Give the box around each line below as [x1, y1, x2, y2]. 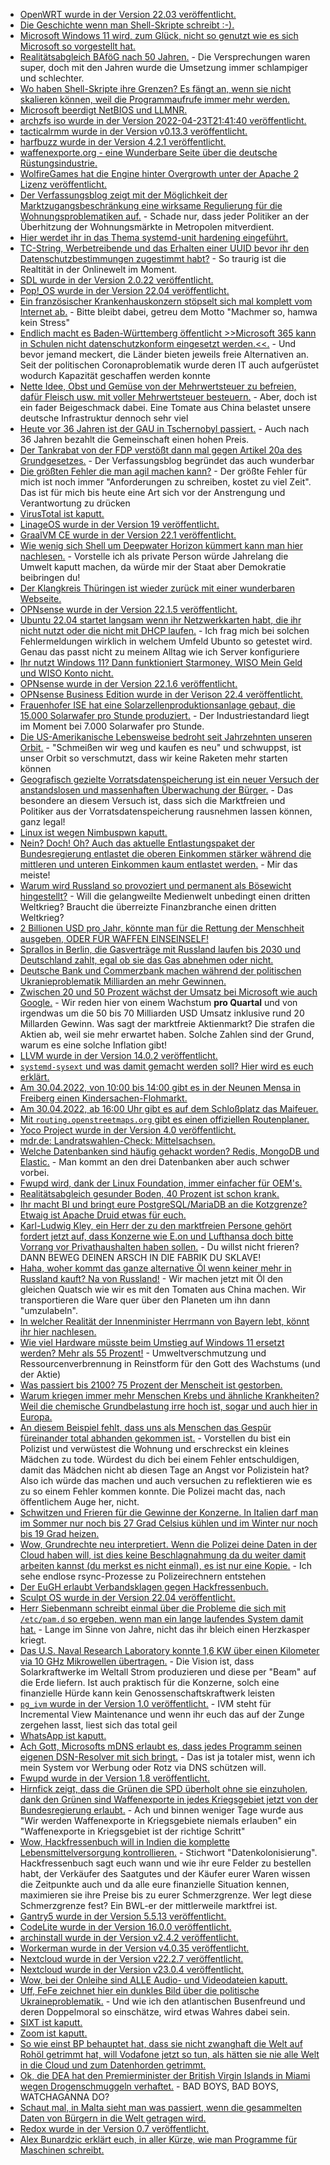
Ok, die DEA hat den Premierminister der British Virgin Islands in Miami [19, 2070, 311, 2081]
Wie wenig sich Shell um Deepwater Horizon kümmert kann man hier [19, 540, 303, 551]
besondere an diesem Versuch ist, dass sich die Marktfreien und [19, 795, 286, 806]
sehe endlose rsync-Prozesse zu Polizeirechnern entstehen [19, 1570, 267, 1582]
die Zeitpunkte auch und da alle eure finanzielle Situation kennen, [19, 1879, 290, 1890]
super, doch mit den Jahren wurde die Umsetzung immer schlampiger [19, 62, 308, 73]
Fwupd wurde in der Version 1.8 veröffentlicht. [19, 1772, 210, 1784]
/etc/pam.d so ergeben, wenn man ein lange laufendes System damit [19, 1613, 304, 1624]
